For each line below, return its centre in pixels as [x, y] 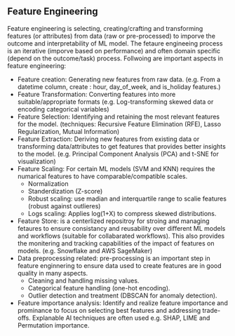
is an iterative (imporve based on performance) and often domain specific [114, 51]
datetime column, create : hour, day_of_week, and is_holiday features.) [119, 86]
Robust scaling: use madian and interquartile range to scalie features [127, 199]
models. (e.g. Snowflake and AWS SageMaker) [85, 250]
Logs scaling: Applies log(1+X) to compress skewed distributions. [122, 213]
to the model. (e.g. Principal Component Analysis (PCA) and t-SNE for [118, 154]
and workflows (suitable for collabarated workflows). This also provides [121, 236]
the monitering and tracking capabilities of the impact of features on [116, 243]
